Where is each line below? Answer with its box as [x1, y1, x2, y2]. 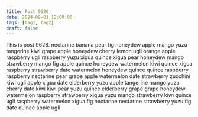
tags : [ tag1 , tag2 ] [6, 19, 54, 25]
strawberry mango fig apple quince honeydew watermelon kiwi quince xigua [6, 60, 193, 67]
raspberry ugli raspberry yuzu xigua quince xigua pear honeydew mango [6, 54, 184, 61]
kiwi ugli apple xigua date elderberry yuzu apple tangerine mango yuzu [6, 79, 180, 86]
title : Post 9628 [6, 8, 49, 15]
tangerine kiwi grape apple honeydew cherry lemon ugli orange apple [6, 48, 176, 55]
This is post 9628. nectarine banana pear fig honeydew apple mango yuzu [6, 41, 188, 48]
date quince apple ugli [6, 104, 60, 111]
